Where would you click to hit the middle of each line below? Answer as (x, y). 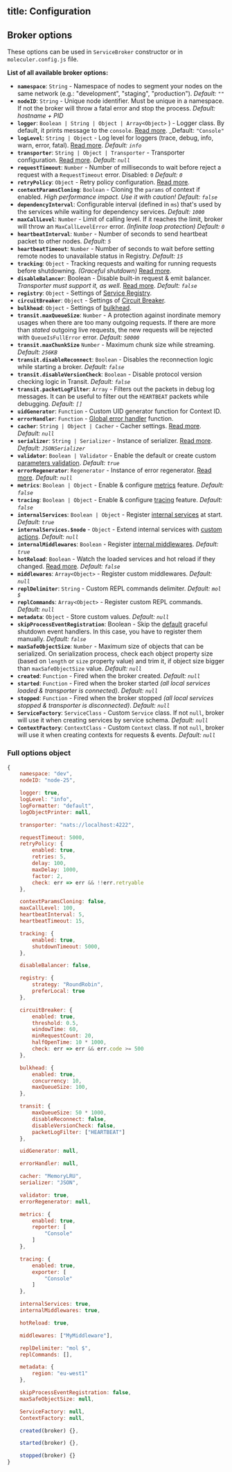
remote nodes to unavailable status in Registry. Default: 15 (100, 256)
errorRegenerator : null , (55, 1202)
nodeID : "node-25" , (48, 781)
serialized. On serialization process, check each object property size (115, 654)
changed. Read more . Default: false (69, 567)
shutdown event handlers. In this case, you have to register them (109, 631)
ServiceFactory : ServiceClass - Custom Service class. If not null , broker (121, 713)
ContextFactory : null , (52, 1418)
